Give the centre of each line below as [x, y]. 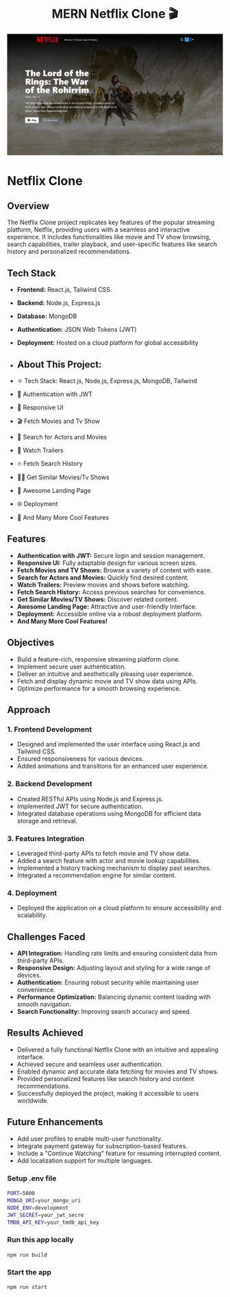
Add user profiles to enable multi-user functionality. [90, 1139]
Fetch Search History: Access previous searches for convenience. [111, 592]
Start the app [29, 1272]
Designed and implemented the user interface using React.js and [108, 744]
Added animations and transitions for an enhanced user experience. [113, 766]
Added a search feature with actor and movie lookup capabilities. [109, 860]
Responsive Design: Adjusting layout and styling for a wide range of [114, 968]
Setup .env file [32, 1178]
